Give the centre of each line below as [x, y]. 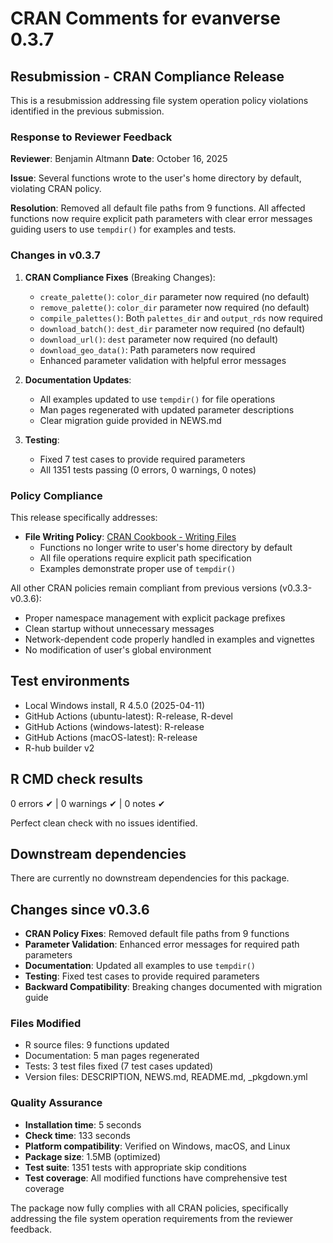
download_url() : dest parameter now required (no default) [159, 339]
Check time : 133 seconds [77, 1135]
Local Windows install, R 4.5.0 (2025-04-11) [115, 705]
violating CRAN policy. [56, 189]
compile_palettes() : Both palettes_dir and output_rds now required [181, 318]
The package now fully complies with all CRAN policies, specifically [149, 1208]
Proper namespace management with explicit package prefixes [155, 618]
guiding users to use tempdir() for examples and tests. [123, 229]
